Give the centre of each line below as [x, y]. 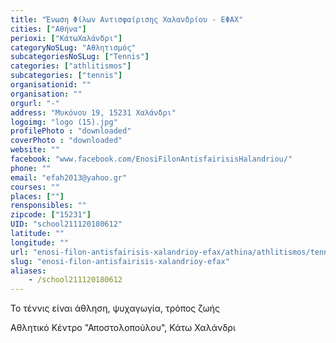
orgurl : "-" [35, 103]
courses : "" [35, 187]
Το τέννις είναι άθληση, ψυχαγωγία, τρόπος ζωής [115, 308]
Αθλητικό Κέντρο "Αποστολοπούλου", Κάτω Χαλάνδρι [123, 328]
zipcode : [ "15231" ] [51, 215]
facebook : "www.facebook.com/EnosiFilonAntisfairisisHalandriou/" [151, 159]
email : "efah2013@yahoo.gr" [69, 177]
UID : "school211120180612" [66, 224]
